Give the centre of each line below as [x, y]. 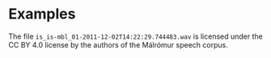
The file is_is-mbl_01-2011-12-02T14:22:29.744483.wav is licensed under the [135, 36]
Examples [42, 14]
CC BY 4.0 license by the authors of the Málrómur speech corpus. [118, 44]
